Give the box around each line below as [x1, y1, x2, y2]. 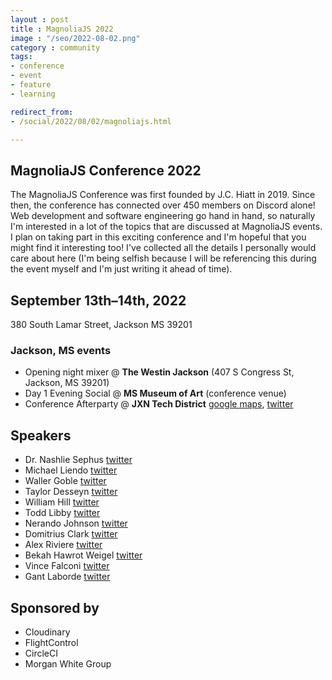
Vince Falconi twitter [24, 560, 110, 572]
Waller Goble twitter [24, 475, 107, 487]
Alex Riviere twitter [24, 539, 103, 551]
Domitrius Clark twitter [24, 528, 118, 540]
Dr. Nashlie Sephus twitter [24, 454, 133, 466]
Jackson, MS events [10, 343, 112, 357]
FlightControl [24, 636, 79, 648]
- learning [10, 89, 56, 99]
